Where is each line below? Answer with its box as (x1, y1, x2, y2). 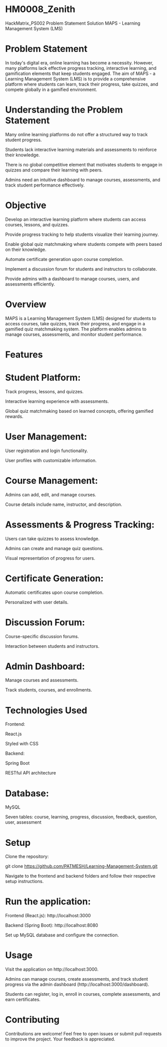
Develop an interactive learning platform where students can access (5, 216, 146, 222)
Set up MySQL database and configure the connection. (5, 932, 119, 938)
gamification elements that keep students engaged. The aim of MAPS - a (5, 70, 155, 76)
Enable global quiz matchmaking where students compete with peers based (5, 241, 162, 247)
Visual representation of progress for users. (5, 555, 95, 561)
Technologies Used (5, 705, 88, 716)
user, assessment (5, 819, 42, 825)
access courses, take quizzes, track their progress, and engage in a (5, 320, 145, 326)
